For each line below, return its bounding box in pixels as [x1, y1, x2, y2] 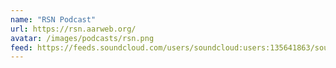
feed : [10, 42, 33, 53]
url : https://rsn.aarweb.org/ [10, 24, 137, 34]
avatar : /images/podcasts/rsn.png [10, 33, 155, 43]
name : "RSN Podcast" [10, 14, 97, 25]
